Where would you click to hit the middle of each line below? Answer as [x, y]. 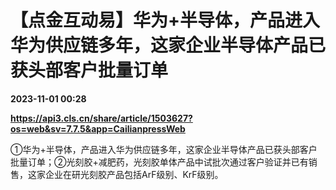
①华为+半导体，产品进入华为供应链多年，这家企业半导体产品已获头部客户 [164, 149]
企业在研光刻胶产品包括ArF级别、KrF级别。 [134, 174]
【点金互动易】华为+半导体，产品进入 [165, 20]
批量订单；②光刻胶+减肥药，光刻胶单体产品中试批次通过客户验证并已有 [159, 162]
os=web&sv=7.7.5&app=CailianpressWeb [98, 128]
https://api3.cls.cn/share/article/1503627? [101, 118]
